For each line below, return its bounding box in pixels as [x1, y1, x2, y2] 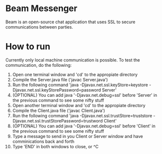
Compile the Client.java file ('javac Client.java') [12, 108, 105, 113]
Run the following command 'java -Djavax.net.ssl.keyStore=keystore [12, 82, 148, 88]
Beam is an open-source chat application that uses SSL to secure [5, 19, 135, 25]
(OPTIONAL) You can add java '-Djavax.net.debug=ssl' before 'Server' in [12, 92, 157, 98]
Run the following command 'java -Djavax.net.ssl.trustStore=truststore [12, 112, 152, 119]
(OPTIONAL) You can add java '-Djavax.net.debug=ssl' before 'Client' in [12, 123, 156, 129]
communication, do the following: [5, 62, 72, 68]
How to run [5, 41, 51, 52]
